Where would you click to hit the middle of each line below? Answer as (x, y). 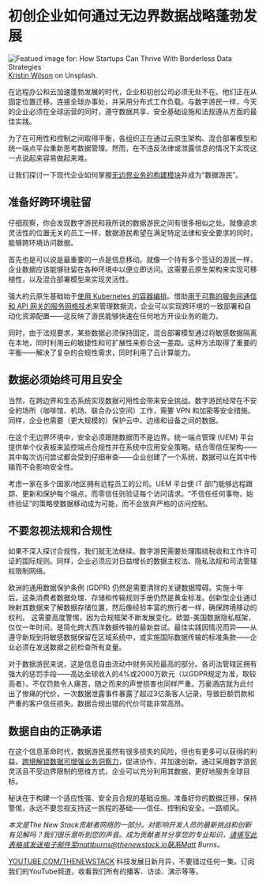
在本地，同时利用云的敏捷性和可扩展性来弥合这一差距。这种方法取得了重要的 (133, 342)
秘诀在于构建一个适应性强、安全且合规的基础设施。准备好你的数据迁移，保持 (133, 798)
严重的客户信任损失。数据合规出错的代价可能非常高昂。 (98, 704)
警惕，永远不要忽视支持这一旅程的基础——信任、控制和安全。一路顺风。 (126, 808)
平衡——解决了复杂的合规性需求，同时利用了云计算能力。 (101, 352)
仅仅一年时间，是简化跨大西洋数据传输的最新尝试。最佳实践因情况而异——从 (133, 627)
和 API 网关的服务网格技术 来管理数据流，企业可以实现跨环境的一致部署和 (126, 306)
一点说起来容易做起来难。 (50, 158)
